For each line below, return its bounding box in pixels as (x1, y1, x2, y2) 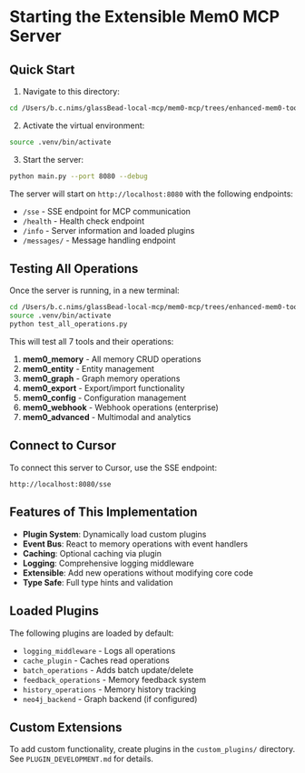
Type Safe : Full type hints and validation (22, 577, 174, 587)
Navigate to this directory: (22, 86, 120, 96)
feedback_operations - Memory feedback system (22, 674, 207, 685)
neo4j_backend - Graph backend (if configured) (22, 693, 198, 704)
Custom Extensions (9, 719, 123, 735)
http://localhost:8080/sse (9, 479, 112, 488)
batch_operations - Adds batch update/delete (22, 664, 193, 675)
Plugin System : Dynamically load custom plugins (22, 528, 207, 539)
